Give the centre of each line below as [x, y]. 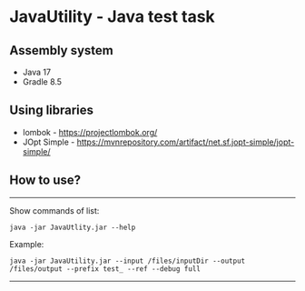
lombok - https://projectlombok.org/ [90, 132]
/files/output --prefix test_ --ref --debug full [105, 269]
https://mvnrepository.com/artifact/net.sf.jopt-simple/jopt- [186, 142]
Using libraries [51, 110]
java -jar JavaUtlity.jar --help [73, 227]
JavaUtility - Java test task [112, 17]
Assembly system [61, 50]
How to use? [45, 181]
